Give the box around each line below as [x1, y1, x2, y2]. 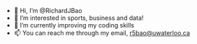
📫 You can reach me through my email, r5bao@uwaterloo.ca [13, 29, 191, 37]
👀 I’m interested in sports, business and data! [13, 14, 144, 22]
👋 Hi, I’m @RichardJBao [13, 7, 82, 14]
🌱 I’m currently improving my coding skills [13, 21, 135, 29]
